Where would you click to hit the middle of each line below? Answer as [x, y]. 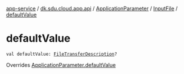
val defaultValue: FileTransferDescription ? [62, 54]
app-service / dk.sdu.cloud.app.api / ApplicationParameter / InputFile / [92, 9]
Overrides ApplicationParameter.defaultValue [61, 65]
